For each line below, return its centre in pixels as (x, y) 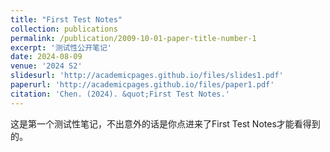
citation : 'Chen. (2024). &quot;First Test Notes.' (120, 94)
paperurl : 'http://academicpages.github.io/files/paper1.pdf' (142, 85)
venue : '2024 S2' (46, 66)
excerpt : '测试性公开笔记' (61, 47)
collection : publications (64, 29)
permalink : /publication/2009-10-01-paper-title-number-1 (133, 38)
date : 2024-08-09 (46, 57)
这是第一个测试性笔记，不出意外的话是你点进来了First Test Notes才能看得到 (165, 123)
